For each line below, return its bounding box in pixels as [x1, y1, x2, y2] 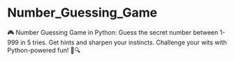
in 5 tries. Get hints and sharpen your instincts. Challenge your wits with [20, 38, 227, 46]
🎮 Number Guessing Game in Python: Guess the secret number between [7, 28, 219, 36]
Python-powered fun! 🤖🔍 [7, 46, 81, 54]
